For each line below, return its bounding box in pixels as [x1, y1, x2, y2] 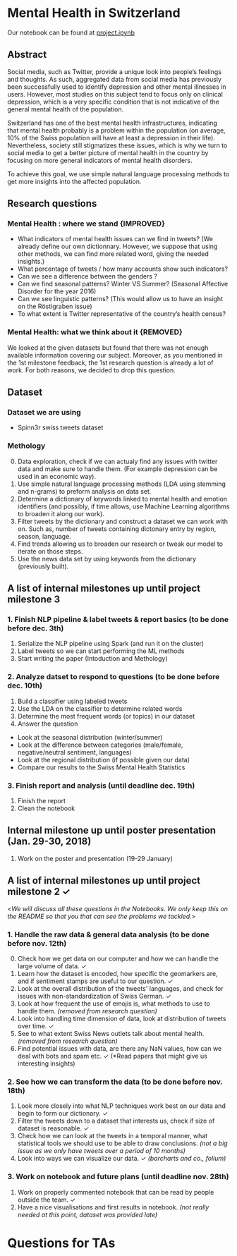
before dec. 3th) [7, 623, 64, 633]
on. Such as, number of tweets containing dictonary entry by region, [17, 524, 217, 533]
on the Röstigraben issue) [17, 302, 93, 311]
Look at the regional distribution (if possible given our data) [17, 755, 190, 764]
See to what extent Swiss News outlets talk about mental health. [17, 1029, 205, 1037]
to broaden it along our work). [17, 509, 104, 518]
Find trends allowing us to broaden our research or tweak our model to [17, 539, 224, 548]
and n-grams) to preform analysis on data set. [17, 487, 152, 495]
